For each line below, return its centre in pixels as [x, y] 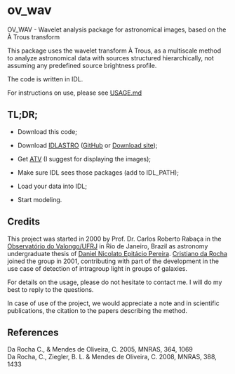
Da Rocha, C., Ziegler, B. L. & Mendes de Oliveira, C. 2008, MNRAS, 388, [112, 357]
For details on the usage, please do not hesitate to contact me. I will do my [115, 282]
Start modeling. [40, 199]
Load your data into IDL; [52, 186]
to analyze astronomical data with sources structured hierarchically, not [110, 58]
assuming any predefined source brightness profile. [82, 65]
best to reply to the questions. [51, 289]
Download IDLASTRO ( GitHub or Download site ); [87, 145]
